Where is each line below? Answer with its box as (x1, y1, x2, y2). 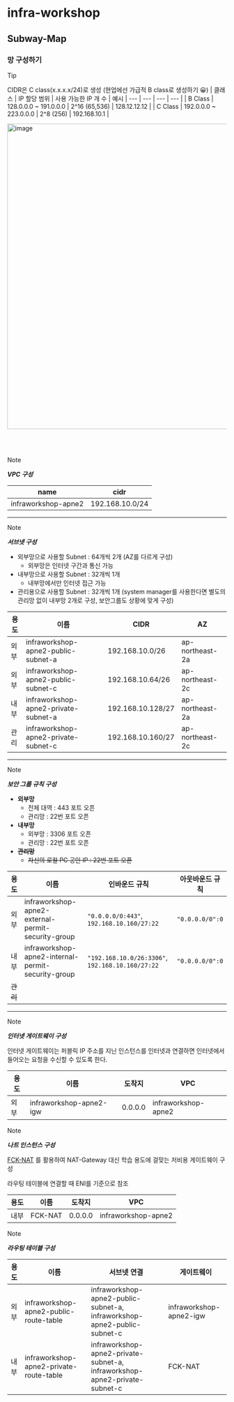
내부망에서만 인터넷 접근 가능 (27, 578, 107, 587)
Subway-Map (7, 33, 68, 45)
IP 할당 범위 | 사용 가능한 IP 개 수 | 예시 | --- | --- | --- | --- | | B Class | (18, 94, 214, 103)
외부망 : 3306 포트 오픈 (27, 829, 92, 838)
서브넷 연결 (109, 1267, 143, 1277)
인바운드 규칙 (108, 879, 150, 889)
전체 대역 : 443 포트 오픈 (27, 803, 95, 811)
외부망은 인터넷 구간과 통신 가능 (27, 561, 114, 570)
